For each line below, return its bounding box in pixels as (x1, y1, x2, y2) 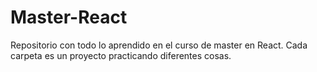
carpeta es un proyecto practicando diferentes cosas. (10, 49, 232, 61)
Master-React (10, 6, 128, 29)
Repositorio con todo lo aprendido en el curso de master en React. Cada (10, 39, 308, 51)
